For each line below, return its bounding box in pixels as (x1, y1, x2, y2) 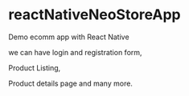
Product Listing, (8, 62, 61, 73)
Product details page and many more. (8, 78, 133, 88)
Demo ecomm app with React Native (8, 32, 130, 42)
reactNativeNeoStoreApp (8, 6, 181, 24)
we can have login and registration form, (8, 47, 142, 57)
